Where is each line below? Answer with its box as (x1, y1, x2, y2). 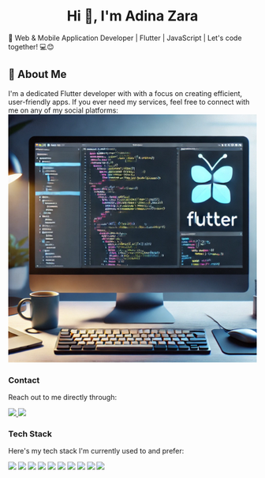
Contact (8, 374, 40, 385)
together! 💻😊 (8, 42, 54, 51)
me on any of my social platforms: (8, 106, 118, 115)
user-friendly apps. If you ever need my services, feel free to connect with (8, 97, 250, 106)
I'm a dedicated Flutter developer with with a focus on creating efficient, (8, 88, 243, 98)
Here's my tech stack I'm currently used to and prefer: (8, 447, 185, 456)
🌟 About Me (8, 68, 67, 81)
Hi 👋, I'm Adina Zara (66, 7, 199, 25)
